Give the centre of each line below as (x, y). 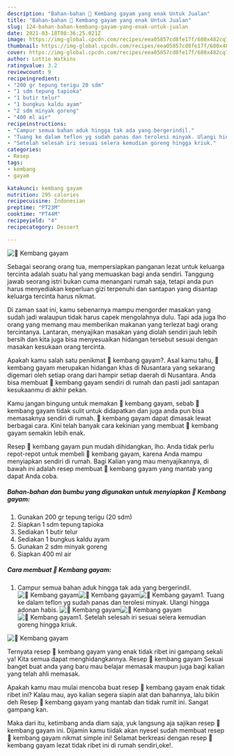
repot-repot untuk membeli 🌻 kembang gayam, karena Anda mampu (105, 454)
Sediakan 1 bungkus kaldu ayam (63, 539)
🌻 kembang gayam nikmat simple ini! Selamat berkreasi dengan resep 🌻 (110, 738)
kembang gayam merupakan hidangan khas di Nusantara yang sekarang (111, 367)
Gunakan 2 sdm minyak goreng (62, 546)
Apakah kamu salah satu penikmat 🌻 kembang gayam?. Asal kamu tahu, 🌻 (113, 360)
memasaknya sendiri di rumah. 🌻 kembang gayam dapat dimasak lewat (109, 418)
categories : (24, 150)
